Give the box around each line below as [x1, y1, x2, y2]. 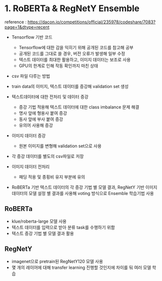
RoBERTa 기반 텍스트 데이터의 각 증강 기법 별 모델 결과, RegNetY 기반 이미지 [11, 184, 158, 190]
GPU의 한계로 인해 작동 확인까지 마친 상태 [18, 63, 98, 69]
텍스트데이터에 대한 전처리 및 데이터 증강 [11, 93, 89, 100]
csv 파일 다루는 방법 [11, 73, 51, 79]
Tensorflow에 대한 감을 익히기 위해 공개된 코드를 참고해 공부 [18, 44, 134, 50]
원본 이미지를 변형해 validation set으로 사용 [18, 143, 102, 149]
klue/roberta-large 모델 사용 [11, 218, 67, 224]
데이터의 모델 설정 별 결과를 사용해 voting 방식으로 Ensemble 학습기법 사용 [11, 190, 154, 196]
